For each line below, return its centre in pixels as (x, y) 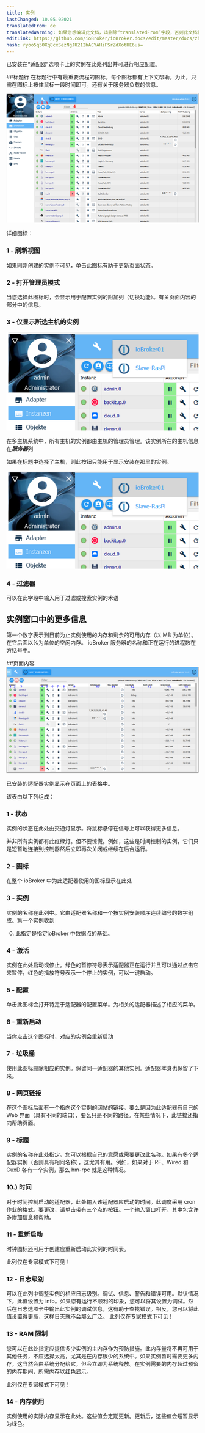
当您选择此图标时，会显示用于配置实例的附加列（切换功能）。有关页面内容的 (101, 297)
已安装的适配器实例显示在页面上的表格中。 (60, 783)
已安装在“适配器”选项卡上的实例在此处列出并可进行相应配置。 (84, 64)
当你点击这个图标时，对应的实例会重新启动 (60, 1036)
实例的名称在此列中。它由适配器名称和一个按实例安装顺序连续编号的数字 (97, 912)
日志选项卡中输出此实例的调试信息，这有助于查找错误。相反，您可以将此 (108, 1309)
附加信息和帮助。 (33, 1217)
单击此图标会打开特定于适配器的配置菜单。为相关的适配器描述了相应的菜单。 (103, 1005)
